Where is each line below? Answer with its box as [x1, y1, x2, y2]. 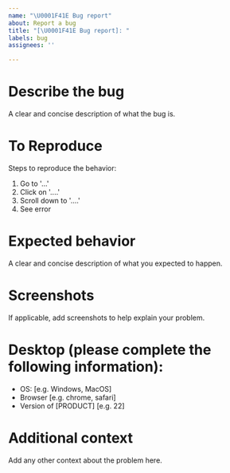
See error [19, 204, 52, 214]
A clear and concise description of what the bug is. [8, 109, 176, 119]
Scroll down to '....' [19, 196, 81, 205]
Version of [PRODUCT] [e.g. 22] [19, 400, 125, 411]
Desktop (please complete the [8, 341, 212, 359]
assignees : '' [8, 41, 56, 49]
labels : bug [8, 34, 48, 42]
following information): [8, 358, 164, 376]
